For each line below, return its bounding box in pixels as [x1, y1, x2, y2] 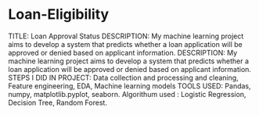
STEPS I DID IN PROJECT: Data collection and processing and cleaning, [8, 73, 239, 82]
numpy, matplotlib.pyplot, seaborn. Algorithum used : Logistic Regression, [8, 89, 246, 99]
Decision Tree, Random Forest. [8, 98, 108, 107]
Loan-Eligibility [8, 5, 110, 23]
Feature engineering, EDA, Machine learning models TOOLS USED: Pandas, [8, 81, 252, 91]
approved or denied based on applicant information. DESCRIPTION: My [8, 48, 238, 57]
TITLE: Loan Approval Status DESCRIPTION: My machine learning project [8, 31, 244, 41]
